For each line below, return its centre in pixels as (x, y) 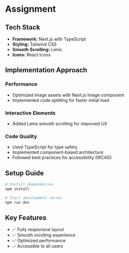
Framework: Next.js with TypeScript (49, 39)
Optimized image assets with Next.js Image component (68, 95)
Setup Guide (25, 173)
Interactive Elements (30, 113)
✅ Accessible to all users (37, 246)
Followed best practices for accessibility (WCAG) (62, 158)
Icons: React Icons (31, 55)
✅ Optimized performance (39, 241)
